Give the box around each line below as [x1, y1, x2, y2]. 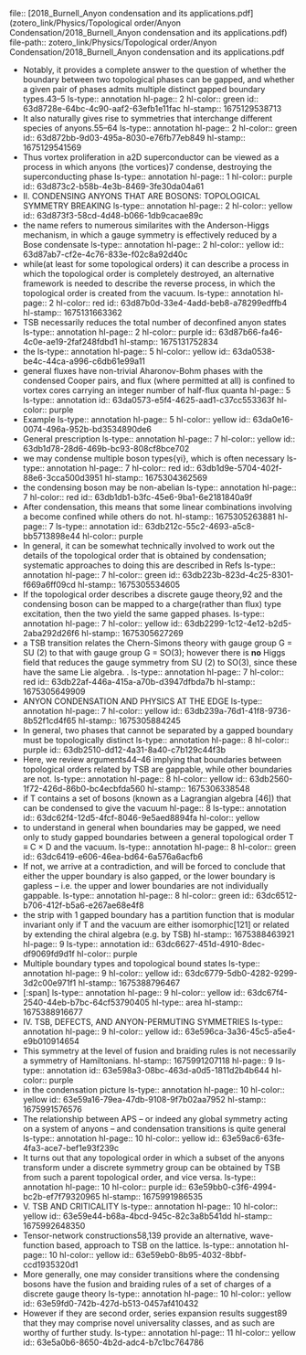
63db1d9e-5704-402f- [195, 463, 283, 474]
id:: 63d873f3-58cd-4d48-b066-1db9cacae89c [22, 210, 204, 220]
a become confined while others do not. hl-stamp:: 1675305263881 [22, 511, 276, 522]
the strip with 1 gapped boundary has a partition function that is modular [22, 910, 295, 920]
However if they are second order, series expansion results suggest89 [22, 1307, 288, 1318]
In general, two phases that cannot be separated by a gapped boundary [22, 725, 294, 735]
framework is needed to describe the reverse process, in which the [22, 278, 276, 289]
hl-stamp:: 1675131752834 [119, 336, 219, 347]
